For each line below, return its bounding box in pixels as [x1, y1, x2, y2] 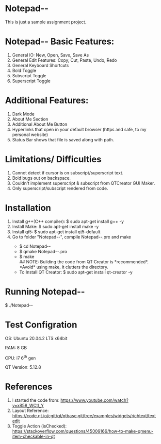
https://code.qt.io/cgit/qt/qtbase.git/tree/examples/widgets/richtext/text [12, 413, 156, 419]
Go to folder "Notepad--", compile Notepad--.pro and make [12, 234, 131, 239]
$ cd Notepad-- [19, 243, 51, 249]
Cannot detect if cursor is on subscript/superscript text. [12, 170, 124, 175]
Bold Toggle [12, 68, 36, 73]
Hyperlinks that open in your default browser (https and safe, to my [12, 126, 146, 132]
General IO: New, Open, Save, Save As [12, 52, 89, 58]
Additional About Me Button [12, 121, 68, 127]
